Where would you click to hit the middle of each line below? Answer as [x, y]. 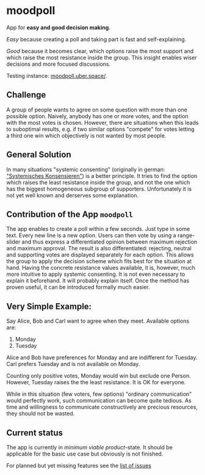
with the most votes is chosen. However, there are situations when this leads [103, 122]
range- [186, 236]
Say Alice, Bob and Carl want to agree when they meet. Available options [98, 321]
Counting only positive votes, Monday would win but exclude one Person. [99, 376]
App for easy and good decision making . [59, 27]
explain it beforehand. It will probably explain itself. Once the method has [98, 281]
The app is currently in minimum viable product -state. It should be [89, 447]
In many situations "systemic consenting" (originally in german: [86, 169]
